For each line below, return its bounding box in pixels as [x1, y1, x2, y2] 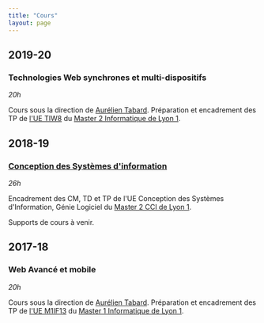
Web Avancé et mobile [8, 264, 96, 275]
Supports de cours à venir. [8, 217, 95, 226]
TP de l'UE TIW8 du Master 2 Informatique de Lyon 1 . [8, 114, 181, 123]
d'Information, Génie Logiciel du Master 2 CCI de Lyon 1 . [8, 202, 192, 211]
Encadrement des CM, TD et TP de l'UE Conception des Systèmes [8, 193, 224, 203]
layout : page [8, 19, 51, 27]
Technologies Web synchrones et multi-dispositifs [8, 72, 207, 83]
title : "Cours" [8, 11, 58, 20]
